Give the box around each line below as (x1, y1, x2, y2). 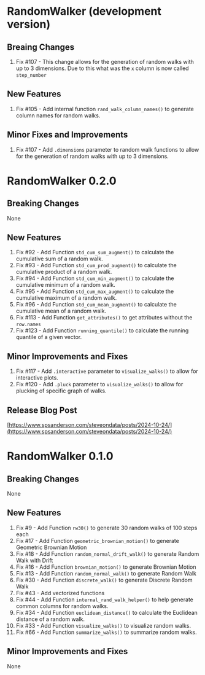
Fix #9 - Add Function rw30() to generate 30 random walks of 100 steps (15, 524, 198, 531)
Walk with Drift (15, 556, 53, 564)
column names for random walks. (15, 112, 101, 119)
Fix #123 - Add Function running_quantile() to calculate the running (15, 327, 189, 334)
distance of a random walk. (15, 615, 85, 623)
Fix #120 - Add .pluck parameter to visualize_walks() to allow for (15, 381, 184, 388)
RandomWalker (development (7, 4, 162, 18)
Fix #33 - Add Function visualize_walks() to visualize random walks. (15, 622, 191, 629)
